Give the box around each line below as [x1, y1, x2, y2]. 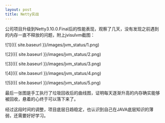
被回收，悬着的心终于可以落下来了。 [5, 96, 79, 102]
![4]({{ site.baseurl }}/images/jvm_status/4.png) [5, 70, 102, 76]
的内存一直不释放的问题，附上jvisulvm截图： [5, 32, 95, 38]
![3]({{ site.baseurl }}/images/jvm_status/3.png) [5, 61, 102, 67]
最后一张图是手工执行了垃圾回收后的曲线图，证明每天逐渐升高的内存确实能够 [5, 90, 160, 96]
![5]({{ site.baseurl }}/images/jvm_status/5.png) [5, 79, 101, 86]
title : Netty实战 [5, 12, 39, 17]
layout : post [5, 7, 32, 12]
